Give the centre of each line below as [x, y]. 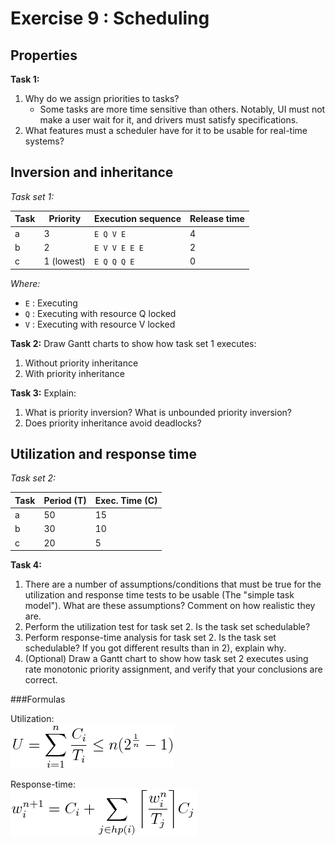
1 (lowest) [65, 261]
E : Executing [51, 303]
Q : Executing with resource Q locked [100, 313]
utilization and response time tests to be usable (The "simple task [159, 595]
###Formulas [38, 699]
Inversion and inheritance [92, 172]
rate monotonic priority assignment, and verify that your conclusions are [173, 669]
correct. [41, 680]
